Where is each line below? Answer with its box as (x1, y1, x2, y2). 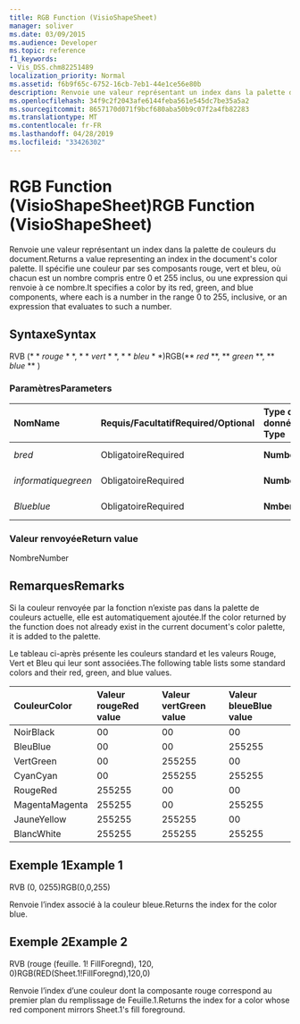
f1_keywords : (9, 55, 58, 63)
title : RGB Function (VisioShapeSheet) (9, 13, 158, 22)
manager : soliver (9, 21, 74, 30)
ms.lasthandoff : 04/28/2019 (9, 130, 114, 139)
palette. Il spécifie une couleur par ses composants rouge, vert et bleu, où (9, 263, 281, 274)
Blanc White (13, 827, 62, 840)
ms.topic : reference (9, 47, 87, 55)
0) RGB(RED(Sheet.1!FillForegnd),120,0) (9, 968, 151, 978)
